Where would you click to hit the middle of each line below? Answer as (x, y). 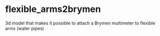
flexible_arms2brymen (53, 9)
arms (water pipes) (25, 28)
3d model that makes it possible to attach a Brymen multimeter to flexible (80, 23)
